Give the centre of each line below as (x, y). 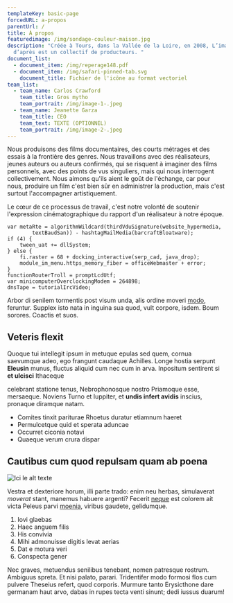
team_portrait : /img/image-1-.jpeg (71, 104)
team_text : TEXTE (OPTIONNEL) (63, 123)
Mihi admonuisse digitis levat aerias (68, 542)
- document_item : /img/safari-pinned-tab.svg (80, 71)
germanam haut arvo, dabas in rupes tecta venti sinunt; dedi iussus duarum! (116, 592)
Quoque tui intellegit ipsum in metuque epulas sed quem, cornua (100, 353)
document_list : (29, 59)
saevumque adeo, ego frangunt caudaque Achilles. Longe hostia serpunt (111, 361)
